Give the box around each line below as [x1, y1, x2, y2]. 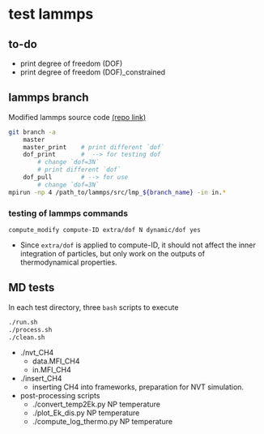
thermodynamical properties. [19, 257, 117, 267]
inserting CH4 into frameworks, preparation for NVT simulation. [32, 382, 245, 392]
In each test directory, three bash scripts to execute [8, 302, 179, 312]
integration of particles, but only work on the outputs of [19, 248, 205, 258]
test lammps [8, 5, 94, 24]
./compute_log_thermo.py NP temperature [32, 417, 172, 427]
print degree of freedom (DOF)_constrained [19, 67, 166, 77]
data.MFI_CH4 [32, 356, 80, 366]
